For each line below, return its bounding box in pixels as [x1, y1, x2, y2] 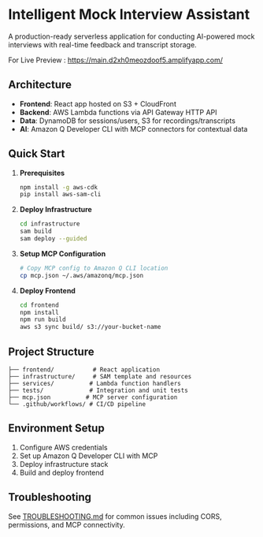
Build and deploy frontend [19, 468, 105, 477]
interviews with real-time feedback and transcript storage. [8, 39, 197, 49]
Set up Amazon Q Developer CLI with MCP [19, 451, 158, 461]
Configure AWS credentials [19, 442, 108, 452]
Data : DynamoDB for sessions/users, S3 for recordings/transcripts [19, 116, 236, 125]
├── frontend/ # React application [8, 366, 160, 374]
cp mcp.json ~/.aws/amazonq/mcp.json [19, 271, 144, 279]
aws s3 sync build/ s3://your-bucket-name [19, 323, 161, 331]
